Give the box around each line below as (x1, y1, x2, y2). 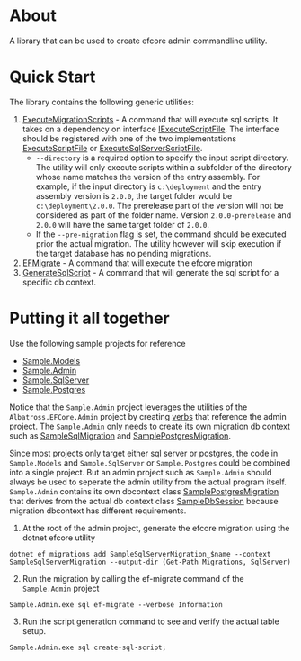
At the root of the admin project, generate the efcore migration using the (22, 522, 290, 533)
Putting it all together (9, 308, 171, 329)
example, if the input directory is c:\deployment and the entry (35, 181, 262, 192)
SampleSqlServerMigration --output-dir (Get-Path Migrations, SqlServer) (9, 557, 292, 566)
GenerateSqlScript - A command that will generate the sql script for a (22, 267, 279, 277)
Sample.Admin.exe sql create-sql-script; (9, 643, 167, 652)
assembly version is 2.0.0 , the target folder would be (35, 190, 233, 201)
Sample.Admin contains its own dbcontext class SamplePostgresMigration (9, 485, 279, 496)
